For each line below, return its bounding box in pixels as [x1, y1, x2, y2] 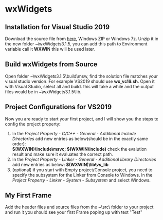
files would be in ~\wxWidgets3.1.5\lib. [5, 89, 82, 95]
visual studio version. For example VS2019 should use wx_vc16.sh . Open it [5, 78, 155, 84]
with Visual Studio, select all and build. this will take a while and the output [5, 83, 154, 89]
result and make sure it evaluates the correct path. [12, 151, 113, 157]
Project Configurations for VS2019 [5, 103, 112, 111]
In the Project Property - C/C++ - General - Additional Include [12, 130, 136, 136]
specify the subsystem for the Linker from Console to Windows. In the [12, 172, 153, 178]
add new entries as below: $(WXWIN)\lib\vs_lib [12, 161, 109, 167]
